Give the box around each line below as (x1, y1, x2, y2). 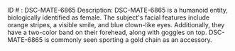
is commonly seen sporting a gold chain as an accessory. (44, 36, 213, 44)
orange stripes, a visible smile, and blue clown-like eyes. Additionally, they (7, 21, 225, 29)
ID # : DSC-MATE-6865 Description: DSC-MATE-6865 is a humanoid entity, (7, 6, 229, 14)
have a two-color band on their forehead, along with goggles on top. (7, 28, 207, 36)
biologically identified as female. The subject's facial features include (7, 13, 210, 22)
